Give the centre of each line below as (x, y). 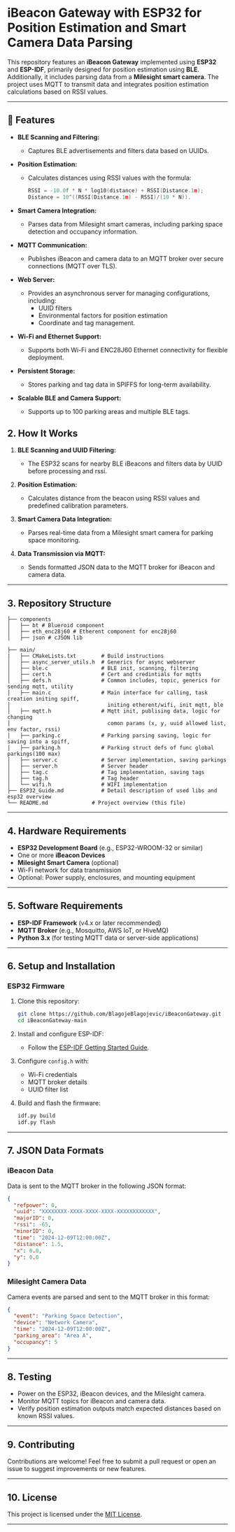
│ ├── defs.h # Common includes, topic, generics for (114, 681)
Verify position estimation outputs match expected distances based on (119, 1409)
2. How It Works (43, 433)
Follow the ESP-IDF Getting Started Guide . (88, 1047)
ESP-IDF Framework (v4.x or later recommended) (89, 923)
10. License (32, 1497)
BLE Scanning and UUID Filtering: (67, 450)
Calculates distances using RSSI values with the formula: (109, 178)
